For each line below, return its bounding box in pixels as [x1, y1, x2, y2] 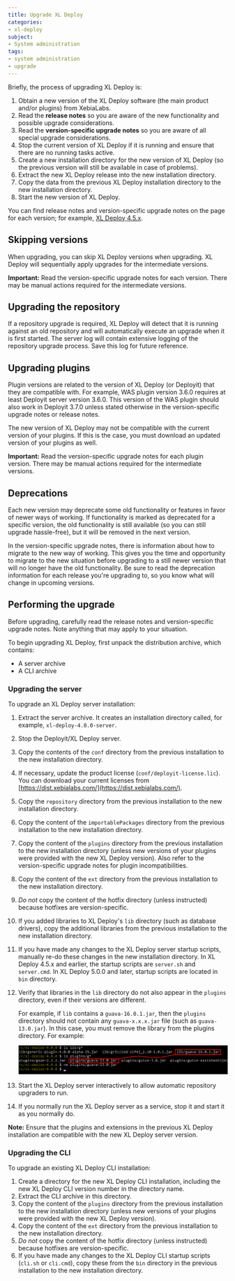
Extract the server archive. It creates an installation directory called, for [17, 713, 222, 722]
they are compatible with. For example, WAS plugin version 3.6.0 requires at [8, 388, 226, 397]
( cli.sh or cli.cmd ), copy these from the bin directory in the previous [17, 1259, 218, 1267]
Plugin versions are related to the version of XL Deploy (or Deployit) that [8, 380, 215, 389]
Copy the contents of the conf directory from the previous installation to [17, 748, 225, 757]
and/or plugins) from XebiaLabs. [17, 103, 111, 112]
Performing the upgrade [8, 599, 115, 611]
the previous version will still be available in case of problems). [17, 163, 198, 171]
